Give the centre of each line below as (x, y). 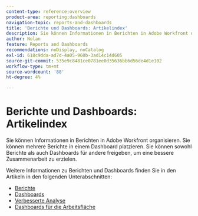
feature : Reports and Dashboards (47, 45)
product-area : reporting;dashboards (51, 17)
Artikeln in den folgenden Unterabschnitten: (59, 177)
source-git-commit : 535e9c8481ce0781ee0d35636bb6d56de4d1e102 (84, 61)
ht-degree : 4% (24, 77)
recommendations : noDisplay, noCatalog (55, 50)
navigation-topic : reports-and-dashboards (59, 22)
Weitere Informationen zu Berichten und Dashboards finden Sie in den (91, 171)
